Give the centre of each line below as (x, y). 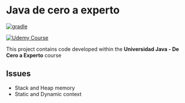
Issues (18, 74)
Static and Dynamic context (48, 94)
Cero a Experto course (34, 55)
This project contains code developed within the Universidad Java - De (92, 49)
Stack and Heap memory (45, 88)
